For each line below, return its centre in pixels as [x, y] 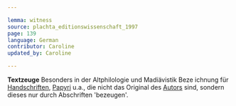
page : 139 [22, 33]
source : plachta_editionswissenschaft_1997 [73, 27]
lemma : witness [30, 20]
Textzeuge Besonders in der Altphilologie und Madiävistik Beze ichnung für [118, 80]
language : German [33, 40]
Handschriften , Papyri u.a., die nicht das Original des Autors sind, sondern [116, 87]
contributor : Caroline [41, 47]
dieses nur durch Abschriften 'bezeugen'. [68, 95]
